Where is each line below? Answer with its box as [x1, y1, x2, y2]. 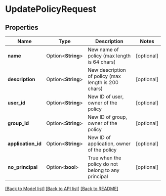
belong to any [87, 167, 120, 174]
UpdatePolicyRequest [5, 3, 96, 15]
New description [87, 67, 126, 73]
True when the [87, 154, 122, 161]
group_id [7, 120, 29, 127]
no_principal [7, 164, 38, 170]
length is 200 [87, 79, 119, 86]
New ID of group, [87, 114, 127, 120]
